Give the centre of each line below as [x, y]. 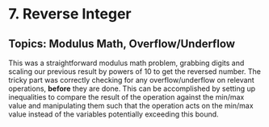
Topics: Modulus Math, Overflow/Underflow [122, 44]
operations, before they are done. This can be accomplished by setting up [132, 88]
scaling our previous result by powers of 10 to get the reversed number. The [134, 72]
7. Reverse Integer [70, 14]
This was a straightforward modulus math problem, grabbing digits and [126, 63]
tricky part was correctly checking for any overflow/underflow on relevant [131, 80]
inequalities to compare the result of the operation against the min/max [126, 97]
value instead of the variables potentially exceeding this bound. [114, 114]
